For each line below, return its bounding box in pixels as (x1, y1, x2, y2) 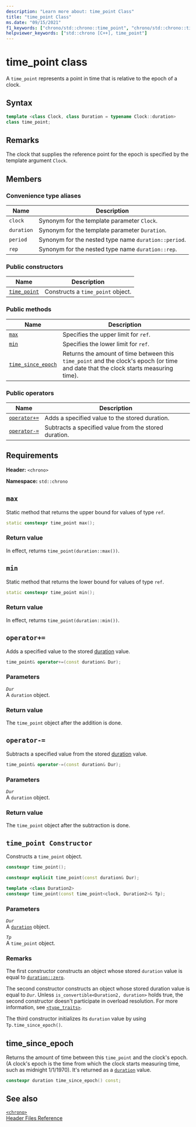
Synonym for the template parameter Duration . (38, 226, 167, 234)
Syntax (6, 98, 33, 108)
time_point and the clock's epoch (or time (62, 357, 178, 365)
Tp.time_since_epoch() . (6, 1022, 63, 1029)
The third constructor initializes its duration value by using (6, 1015, 146, 1022)
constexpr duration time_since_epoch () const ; (6, 1078, 121, 1084)
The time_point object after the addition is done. (6, 719, 123, 726)
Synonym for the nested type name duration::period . (38, 235, 187, 244)
